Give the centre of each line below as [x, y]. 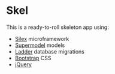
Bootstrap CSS [33, 58]
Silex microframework [42, 39]
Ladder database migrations [50, 51]
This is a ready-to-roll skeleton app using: [57, 27]
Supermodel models [40, 45]
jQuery [23, 64]
